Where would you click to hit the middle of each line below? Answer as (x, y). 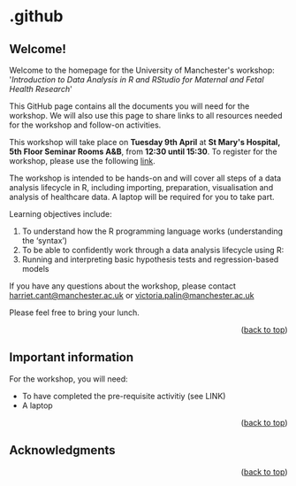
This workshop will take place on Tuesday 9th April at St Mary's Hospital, (145, 142)
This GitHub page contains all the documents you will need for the (129, 106)
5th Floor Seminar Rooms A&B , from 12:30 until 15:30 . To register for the (143, 151)
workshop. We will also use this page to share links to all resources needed (146, 116)
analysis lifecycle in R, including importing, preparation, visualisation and (141, 187)
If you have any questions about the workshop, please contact (123, 286)
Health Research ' (41, 89)
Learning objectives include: (61, 214)
